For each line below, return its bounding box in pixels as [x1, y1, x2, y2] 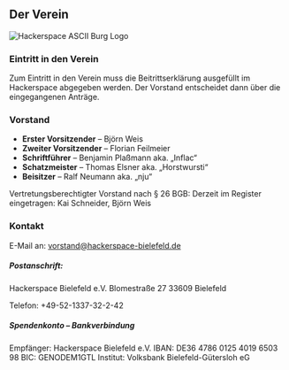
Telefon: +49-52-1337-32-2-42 [9, 300, 124, 311]
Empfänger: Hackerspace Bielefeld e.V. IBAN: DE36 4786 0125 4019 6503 [9, 343, 278, 353]
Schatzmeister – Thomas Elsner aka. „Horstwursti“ [21, 162, 209, 173]
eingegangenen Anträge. [9, 92, 100, 103]
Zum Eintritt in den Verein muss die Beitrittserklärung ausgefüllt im [9, 73, 250, 83]
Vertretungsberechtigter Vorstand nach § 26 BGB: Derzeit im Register [9, 189, 262, 199]
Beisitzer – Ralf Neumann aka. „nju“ [21, 172, 153, 182]
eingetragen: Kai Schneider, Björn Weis [9, 198, 152, 209]
